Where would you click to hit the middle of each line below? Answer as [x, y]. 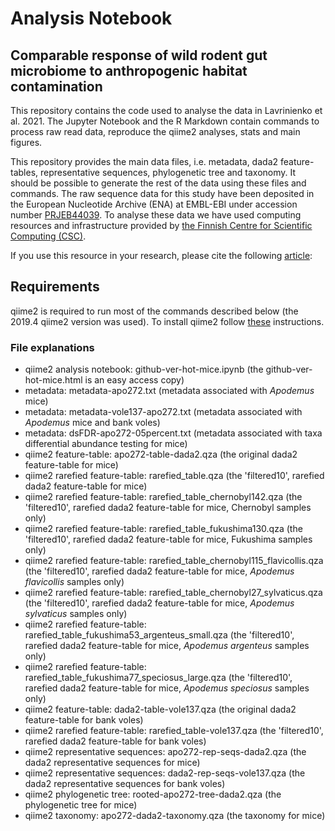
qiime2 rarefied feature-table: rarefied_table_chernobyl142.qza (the [163, 497]
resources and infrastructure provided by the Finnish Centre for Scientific [161, 225]
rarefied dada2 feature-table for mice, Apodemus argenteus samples [167, 646]
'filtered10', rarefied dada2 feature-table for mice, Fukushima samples [168, 539]
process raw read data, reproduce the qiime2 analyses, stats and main [155, 131]
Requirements [55, 287]
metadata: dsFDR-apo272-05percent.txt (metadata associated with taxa [173, 433]
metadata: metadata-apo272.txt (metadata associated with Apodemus [169, 391]
